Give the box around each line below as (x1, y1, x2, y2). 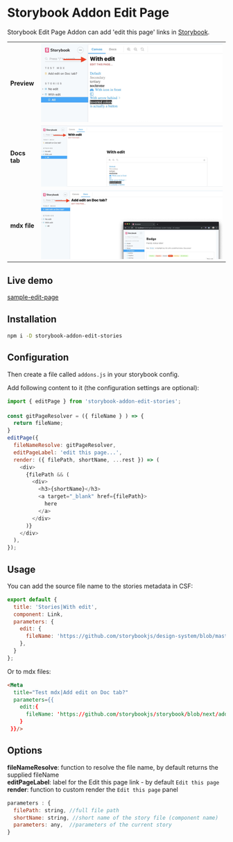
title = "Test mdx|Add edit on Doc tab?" (13, 689, 129, 696)
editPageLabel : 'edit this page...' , (13, 449, 123, 456)
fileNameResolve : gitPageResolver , (13, 442, 116, 449)
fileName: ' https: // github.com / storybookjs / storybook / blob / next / (25, 711, 218, 718)
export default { (7, 596, 58, 603)
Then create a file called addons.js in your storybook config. (7, 370, 180, 378)
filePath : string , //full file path (13, 807, 119, 814)
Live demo (7, 274, 53, 286)
